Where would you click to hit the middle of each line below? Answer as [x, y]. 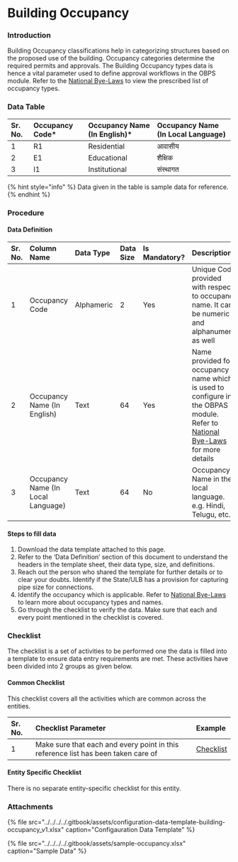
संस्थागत [168, 169]
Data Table [26, 107]
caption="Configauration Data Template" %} [130, 830]
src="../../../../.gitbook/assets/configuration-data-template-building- [126, 822]
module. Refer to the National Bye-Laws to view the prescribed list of [108, 81]
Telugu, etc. [211, 514]
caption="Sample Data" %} [47, 851]
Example [211, 728]
